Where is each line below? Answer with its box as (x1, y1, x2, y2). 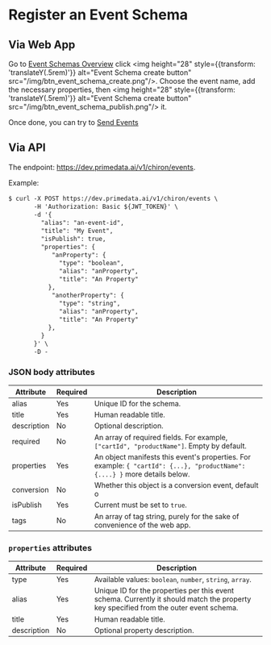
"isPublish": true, (40, 235, 106, 243)
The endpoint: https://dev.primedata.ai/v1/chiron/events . (8, 162, 196, 172)
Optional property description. (94, 625, 194, 635)
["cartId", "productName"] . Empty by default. (94, 441, 248, 451)
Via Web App (8, 38, 76, 52)
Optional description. (94, 421, 164, 431)
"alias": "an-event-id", (40, 218, 125, 227)
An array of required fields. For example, (94, 432, 228, 442)
